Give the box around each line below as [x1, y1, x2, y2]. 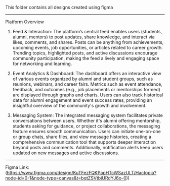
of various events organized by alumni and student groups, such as [12, 76, 153, 82]
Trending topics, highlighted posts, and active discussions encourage [12, 50, 158, 56]
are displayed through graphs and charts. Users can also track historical [12, 92, 163, 98]
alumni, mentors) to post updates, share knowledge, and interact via [12, 34, 155, 40]
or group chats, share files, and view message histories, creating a [12, 134, 152, 140]
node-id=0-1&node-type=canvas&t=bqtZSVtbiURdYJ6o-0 [5, 175, 126, 181]
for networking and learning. [12, 60, 72, 67]
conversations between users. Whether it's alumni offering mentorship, [12, 118, 161, 123]
